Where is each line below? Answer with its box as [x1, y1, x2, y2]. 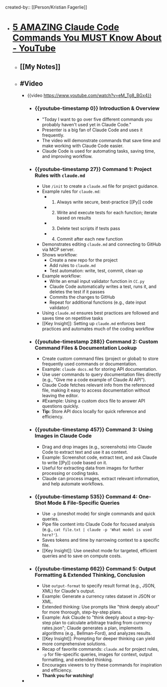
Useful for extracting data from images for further [42, 465, 144, 471]
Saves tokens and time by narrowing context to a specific [42, 537, 160, 543]
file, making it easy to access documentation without [42, 387, 150, 393]
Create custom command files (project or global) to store [42, 355, 159, 362]
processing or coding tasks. [42, 470, 99, 476]
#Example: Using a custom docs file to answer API [42, 398, 146, 404]
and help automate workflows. [42, 481, 104, 487]
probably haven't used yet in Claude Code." [42, 121, 132, 127]
